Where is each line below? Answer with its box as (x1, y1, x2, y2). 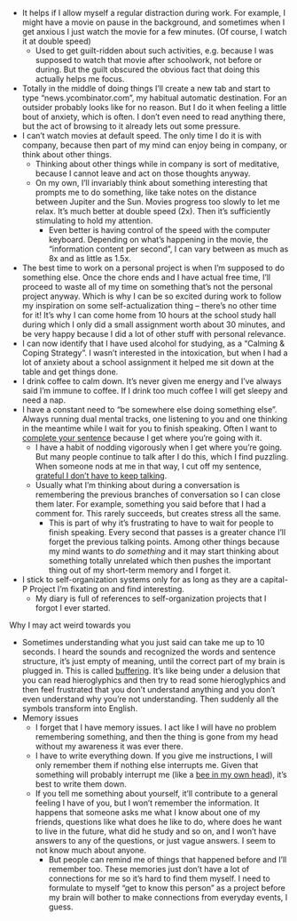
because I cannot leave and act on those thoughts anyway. (35, 168, 251, 179)
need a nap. (21, 395, 66, 405)
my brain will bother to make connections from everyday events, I (48, 893, 288, 902)
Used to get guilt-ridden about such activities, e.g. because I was (35, 45, 274, 56)
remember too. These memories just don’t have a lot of (48, 864, 250, 874)
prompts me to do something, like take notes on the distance (35, 187, 257, 197)
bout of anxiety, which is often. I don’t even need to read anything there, (21, 111, 286, 122)
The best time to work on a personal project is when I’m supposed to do (21, 262, 285, 273)
